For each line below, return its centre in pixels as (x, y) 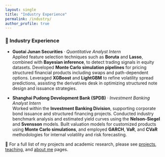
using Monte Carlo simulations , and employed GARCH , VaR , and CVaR (85, 129)
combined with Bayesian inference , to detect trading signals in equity (83, 62)
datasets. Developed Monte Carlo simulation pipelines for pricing (79, 67)
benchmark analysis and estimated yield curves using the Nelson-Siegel (86, 118)
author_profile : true (27, 23)
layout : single (21, 10)
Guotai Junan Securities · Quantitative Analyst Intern (66, 51)
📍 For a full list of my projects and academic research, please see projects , (81, 144)
